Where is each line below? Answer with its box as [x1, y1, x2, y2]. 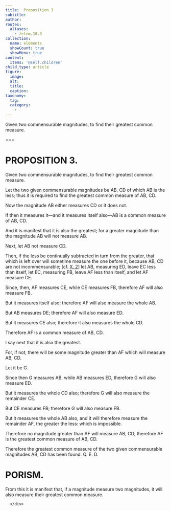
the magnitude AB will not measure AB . [5, 233, 88, 239]
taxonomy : [5, 93, 27, 98]
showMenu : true [10, 50, 42, 55]
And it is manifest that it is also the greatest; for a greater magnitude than [5, 227, 159, 233]
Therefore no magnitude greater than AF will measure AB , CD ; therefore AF [5, 430, 163, 436]
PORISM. [5, 469, 44, 481]
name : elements [10, 41, 42, 46]
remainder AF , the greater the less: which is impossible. [5, 420, 123, 427]
